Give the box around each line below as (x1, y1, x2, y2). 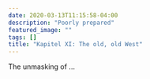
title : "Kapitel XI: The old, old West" (8, 41, 144, 48)
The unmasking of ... (8, 62, 75, 71)
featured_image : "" (8, 26, 73, 34)
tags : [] (8, 33, 37, 41)
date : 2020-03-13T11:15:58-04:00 (8, 11, 118, 20)
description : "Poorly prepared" (8, 19, 114, 27)
